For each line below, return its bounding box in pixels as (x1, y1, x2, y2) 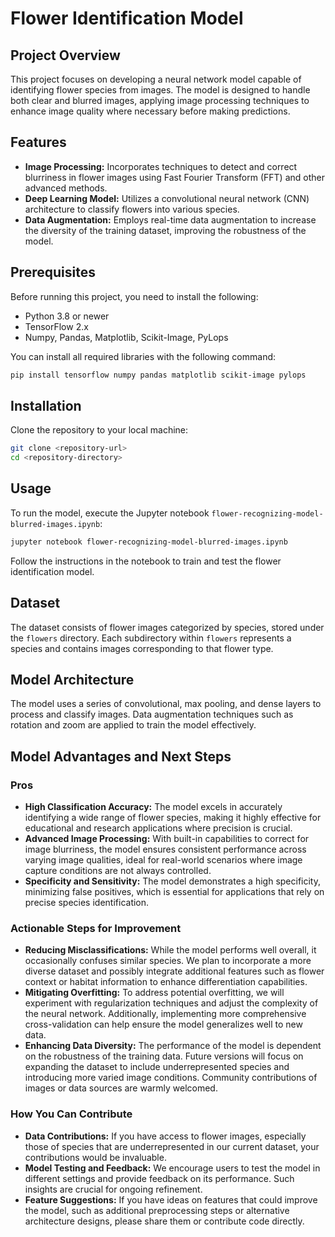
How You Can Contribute (10, 1107, 133, 1121)
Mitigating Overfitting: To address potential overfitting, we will (24, 987, 285, 999)
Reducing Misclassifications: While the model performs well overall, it (24, 944, 317, 956)
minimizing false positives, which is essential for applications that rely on (24, 886, 325, 898)
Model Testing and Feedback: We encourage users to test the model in (24, 1162, 321, 1174)
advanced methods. (24, 182, 108, 194)
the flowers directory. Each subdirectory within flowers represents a (10, 632, 292, 644)
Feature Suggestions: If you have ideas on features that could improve (24, 1193, 318, 1206)
